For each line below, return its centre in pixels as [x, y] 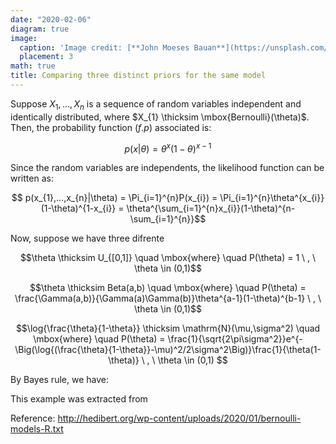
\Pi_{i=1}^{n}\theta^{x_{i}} [272, 198]
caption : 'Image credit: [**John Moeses [104, 47]
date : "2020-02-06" [51, 19]
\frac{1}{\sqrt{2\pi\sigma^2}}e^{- [235, 339]
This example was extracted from [79, 399]
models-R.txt [37, 429]
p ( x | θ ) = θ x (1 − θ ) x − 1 [168, 148]
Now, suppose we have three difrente [87, 238]
